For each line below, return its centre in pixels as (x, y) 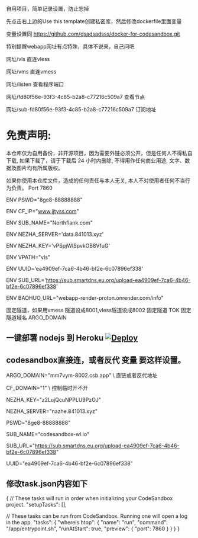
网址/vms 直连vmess (31, 72)
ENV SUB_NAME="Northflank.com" (49, 222)
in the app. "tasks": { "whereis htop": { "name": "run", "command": (87, 522)
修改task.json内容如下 (47, 484)
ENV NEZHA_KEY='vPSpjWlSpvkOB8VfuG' (58, 245)
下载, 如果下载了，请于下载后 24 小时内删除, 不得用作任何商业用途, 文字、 (95, 160)
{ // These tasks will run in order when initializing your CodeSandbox (90, 498)
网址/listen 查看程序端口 (35, 84)
